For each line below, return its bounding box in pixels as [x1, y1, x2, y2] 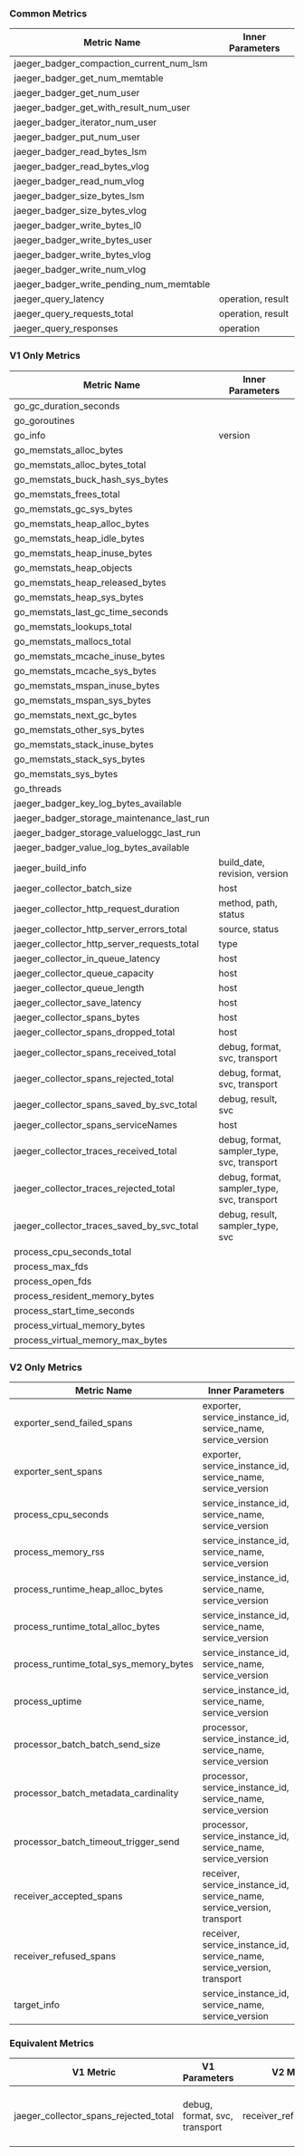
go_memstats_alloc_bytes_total [14, 458, 147, 471]
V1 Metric [71, 2066, 116, 2079]
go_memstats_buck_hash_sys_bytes [14, 473, 169, 486]
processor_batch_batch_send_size [14, 1737, 161, 1750]
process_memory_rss [14, 1545, 106, 1558]
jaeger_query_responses [14, 322, 119, 335]
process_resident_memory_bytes [14, 1289, 155, 1302]
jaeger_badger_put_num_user [14, 130, 140, 143]
